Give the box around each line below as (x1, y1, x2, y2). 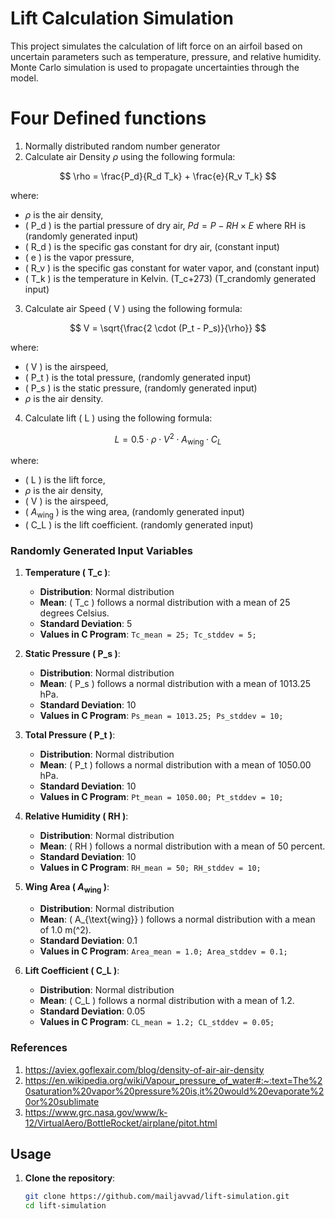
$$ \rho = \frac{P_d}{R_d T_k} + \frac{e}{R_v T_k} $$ (59, 170, 277, 182)
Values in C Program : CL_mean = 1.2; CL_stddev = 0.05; (39, 1016, 275, 1028)
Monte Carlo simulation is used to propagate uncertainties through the (10, 61, 300, 73)
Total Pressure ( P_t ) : (24, 729, 116, 741)
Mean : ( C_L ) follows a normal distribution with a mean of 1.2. (39, 995, 295, 1007)
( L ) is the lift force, (24, 474, 106, 486)
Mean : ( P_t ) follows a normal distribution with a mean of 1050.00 (39, 759, 312, 771)
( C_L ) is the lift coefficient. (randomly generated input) (24, 519, 254, 531)
